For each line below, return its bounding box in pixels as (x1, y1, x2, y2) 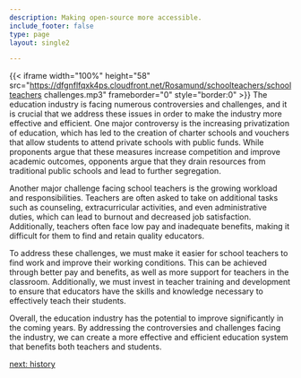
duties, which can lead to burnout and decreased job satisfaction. (9, 211, 252, 222)
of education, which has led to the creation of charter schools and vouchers (9, 127, 289, 139)
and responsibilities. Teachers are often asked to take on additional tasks (9, 193, 279, 203)
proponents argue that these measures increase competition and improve (9, 147, 280, 158)
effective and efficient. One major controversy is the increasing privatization (9, 118, 289, 129)
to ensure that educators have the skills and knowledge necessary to (9, 286, 264, 296)
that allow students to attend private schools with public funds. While (9, 137, 264, 148)
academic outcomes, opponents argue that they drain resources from (9, 156, 266, 167)
